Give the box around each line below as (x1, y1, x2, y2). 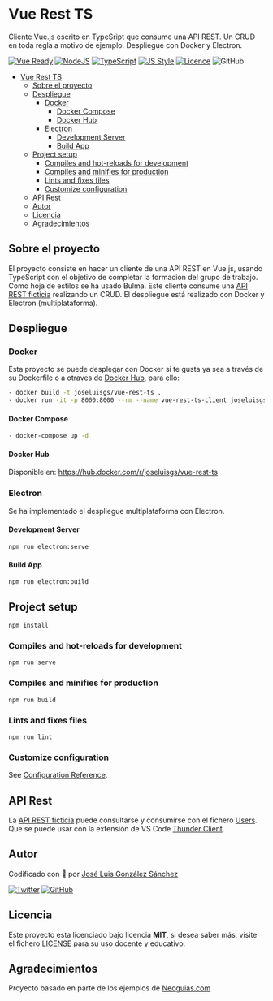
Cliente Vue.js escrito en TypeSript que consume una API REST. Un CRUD (8, 32, 256, 41)
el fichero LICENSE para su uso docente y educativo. (8, 938, 186, 948)
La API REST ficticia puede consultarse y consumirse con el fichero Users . (8, 815, 258, 825)
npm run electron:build (8, 578, 89, 586)
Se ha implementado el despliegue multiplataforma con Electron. (8, 506, 225, 516)
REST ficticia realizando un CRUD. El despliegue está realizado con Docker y (8, 289, 265, 299)
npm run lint (8, 732, 53, 741)
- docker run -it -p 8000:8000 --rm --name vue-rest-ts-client (8, 396, 227, 404)
